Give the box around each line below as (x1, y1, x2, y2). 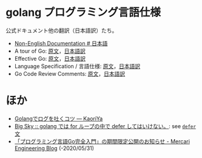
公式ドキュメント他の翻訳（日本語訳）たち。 (5, 27, 118, 34)
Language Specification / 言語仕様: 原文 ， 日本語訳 (14, 62, 141, 70)
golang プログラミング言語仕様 (5, 5, 161, 19)
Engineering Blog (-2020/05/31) (14, 144, 95, 152)
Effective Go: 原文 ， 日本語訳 (14, 55, 86, 62)
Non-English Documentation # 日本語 (14, 39, 108, 47)
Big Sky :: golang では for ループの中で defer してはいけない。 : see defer (14, 122, 197, 129)
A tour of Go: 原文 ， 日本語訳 (14, 47, 86, 55)
